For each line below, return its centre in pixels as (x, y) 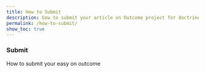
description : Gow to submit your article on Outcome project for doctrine (103, 18)
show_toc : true (26, 29)
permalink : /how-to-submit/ (42, 23)
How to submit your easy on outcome (53, 63)
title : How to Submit (34, 12)
